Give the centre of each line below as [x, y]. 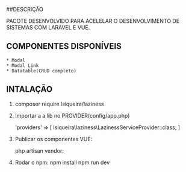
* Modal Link [23, 65]
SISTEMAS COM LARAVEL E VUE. [48, 27]
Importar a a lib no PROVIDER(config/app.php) [72, 115]
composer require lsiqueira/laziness [59, 104]
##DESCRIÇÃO [25, 9]
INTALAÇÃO [29, 90]
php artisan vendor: [39, 150]
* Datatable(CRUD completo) [42, 71]
